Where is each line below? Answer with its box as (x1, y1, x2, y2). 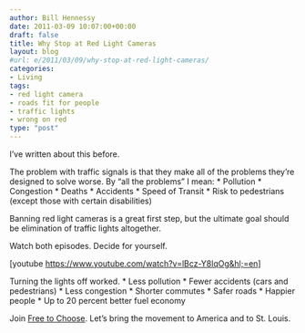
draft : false (9, 30, 59, 39)
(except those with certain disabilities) (9, 195, 153, 206)
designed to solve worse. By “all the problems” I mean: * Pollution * (9, 176, 262, 187)
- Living (9, 73, 43, 82)
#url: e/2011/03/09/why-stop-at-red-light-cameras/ (9, 56, 209, 65)
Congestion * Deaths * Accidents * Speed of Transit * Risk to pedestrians (9, 186, 285, 196)
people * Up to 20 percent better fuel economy (9, 296, 187, 306)
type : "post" (9, 124, 59, 133)
